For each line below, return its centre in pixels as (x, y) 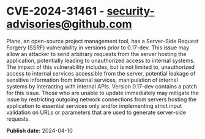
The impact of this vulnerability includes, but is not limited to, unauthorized (100, 67)
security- (131, 11)
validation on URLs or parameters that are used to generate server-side (96, 112)
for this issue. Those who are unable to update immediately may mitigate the (103, 93)
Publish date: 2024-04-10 (39, 130)
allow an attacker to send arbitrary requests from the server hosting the (96, 54)
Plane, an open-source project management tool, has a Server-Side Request (102, 41)
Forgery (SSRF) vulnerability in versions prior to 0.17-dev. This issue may (98, 48)
